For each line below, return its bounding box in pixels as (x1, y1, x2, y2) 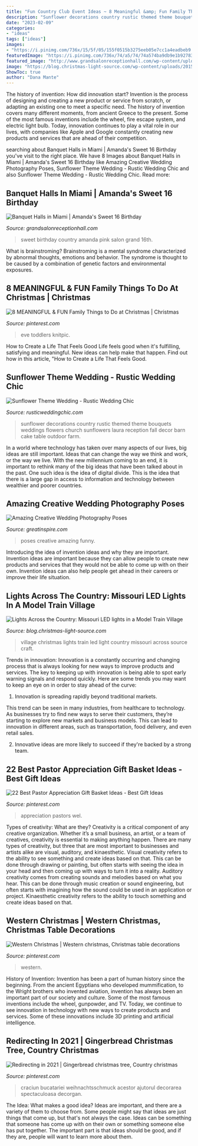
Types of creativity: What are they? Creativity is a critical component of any (6, 824, 189, 830)
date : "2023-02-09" (6, 19, 54, 25)
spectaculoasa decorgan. (20, 1090, 82, 1097)
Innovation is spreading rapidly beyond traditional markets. (14, 693, 157, 700)
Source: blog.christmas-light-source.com (6, 627, 107, 635)
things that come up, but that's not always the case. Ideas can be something (6, 1114, 192, 1121)
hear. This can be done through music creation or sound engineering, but (6, 880, 184, 887)
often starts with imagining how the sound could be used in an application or (6, 886, 192, 893)
